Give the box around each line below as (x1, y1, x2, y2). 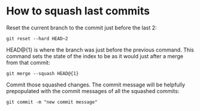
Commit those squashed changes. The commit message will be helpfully (6, 81, 186, 88)
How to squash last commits (6, 4, 150, 18)
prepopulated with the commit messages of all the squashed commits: (6, 87, 180, 94)
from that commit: (6, 59, 50, 66)
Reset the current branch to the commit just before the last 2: (6, 24, 157, 31)
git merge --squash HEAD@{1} (6, 70, 79, 76)
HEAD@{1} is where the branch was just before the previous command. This (6, 46, 195, 53)
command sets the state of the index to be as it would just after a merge (6, 52, 184, 59)
